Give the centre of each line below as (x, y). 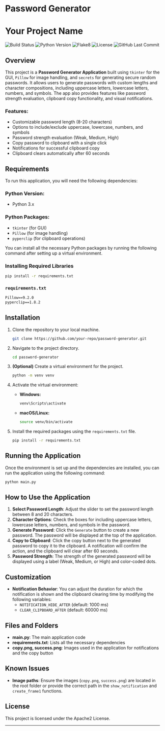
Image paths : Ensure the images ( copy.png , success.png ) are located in (84, 680)
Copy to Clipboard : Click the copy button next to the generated (76, 541)
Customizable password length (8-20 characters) (62, 122)
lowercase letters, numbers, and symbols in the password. (71, 525)
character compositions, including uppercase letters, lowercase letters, (77, 88)
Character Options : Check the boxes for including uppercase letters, (82, 520)
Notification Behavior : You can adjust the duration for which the (77, 589)
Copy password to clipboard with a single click (59, 143)
